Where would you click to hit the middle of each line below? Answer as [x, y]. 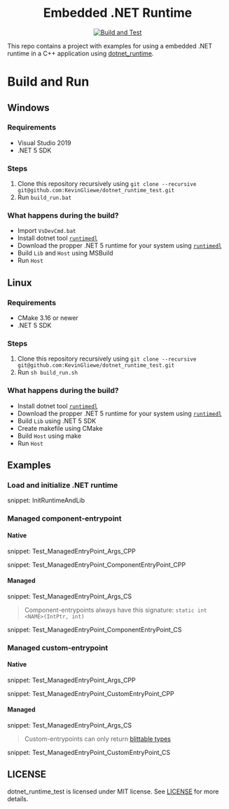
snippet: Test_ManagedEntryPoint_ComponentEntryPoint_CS [95, 629]
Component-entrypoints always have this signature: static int [116, 610]
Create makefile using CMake [60, 428]
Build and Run [48, 82]
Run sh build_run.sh [48, 373]
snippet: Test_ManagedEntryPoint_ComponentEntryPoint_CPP [97, 564]
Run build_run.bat [44, 197]
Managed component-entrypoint [64, 519]
